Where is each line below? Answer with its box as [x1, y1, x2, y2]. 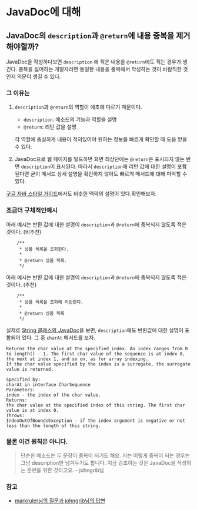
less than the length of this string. [6, 422, 101, 429]
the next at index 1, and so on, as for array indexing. [6, 356, 149, 362]
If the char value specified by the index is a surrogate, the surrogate [6, 361, 191, 367]
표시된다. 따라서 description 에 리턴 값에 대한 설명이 [56, 163, 176, 170]
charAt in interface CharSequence [6, 381, 91, 388]
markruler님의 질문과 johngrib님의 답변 [14, 497, 106, 504]
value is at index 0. [6, 407, 59, 413]
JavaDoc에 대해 [6, 5, 81, 19]
